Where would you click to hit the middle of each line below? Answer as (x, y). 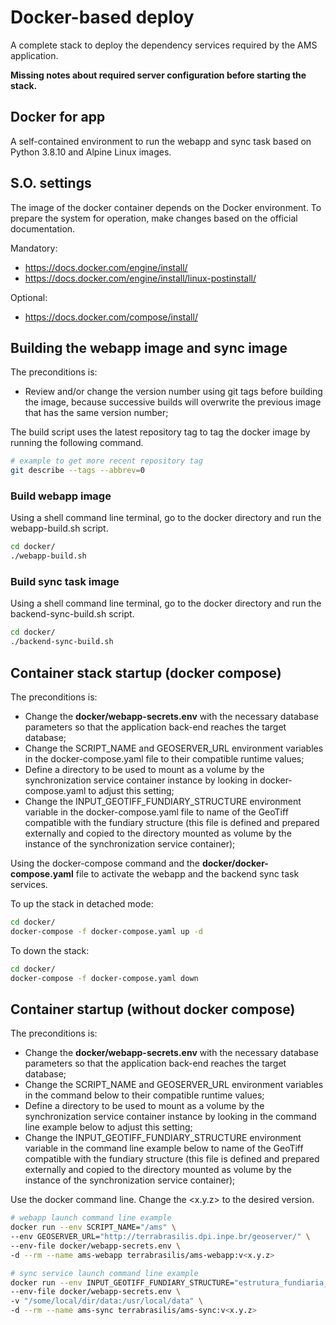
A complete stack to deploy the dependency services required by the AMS (164, 45)
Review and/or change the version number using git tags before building (173, 392)
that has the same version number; (96, 413)
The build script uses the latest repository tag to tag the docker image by (160, 432)
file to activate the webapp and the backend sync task (187, 874)
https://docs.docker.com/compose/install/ (111, 317)
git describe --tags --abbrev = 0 (77, 471)
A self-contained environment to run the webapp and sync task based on (161, 141)
